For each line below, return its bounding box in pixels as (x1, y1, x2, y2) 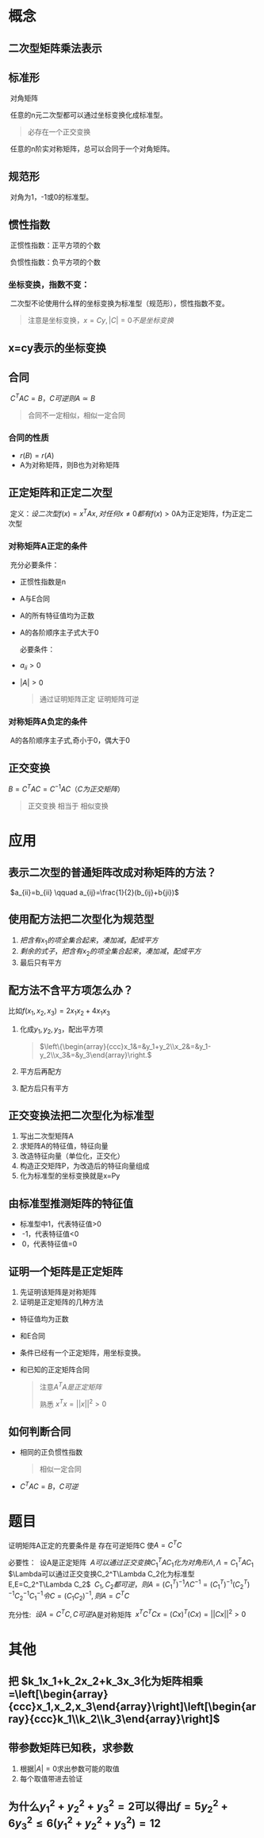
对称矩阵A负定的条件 (8, 716, 88, 727)
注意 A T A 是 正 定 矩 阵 (39, 1381, 102, 1392)
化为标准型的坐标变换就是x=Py (19, 1171, 121, 1181)
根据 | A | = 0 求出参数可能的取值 (19, 1763, 121, 1774)
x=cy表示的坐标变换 (8, 341, 107, 355)
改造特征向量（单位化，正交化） (19, 1151, 124, 1161)
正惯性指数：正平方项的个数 (10, 240, 101, 251)
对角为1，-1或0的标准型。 (10, 192, 94, 202)
